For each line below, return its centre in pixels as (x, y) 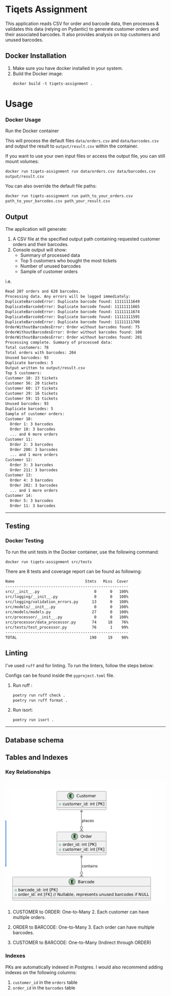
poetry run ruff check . (39, 695)
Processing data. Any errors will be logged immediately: (68, 297)
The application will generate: (36, 229)
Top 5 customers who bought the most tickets (68, 261)
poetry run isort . (33, 720)
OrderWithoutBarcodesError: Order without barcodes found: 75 (73, 327)
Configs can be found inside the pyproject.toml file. (60, 675)
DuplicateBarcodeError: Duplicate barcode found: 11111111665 (73, 307)
